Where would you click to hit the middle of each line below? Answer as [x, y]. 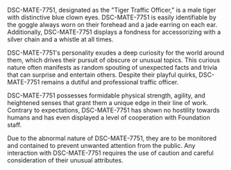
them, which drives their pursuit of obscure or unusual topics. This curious [114, 60]
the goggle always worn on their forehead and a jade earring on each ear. [112, 25]
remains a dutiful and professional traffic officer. [110, 82]
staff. [15, 125]
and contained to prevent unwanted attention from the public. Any [101, 145]
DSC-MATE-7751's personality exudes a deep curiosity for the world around [115, 53]
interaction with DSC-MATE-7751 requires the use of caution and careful [110, 153]
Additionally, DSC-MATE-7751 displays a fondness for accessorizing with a [114, 32]
